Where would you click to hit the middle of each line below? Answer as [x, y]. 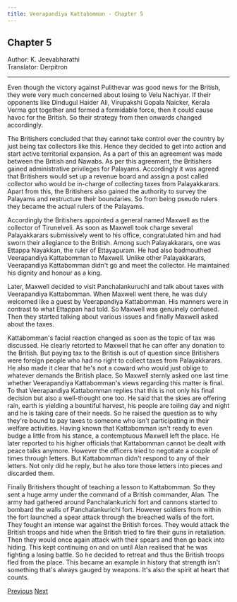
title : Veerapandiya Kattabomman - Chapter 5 [75, 14]
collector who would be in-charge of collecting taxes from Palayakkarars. [114, 184]
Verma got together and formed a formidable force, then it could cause [110, 110]
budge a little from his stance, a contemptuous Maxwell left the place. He [114, 436]
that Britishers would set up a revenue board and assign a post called [108, 176]
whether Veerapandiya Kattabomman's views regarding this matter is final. [116, 383]
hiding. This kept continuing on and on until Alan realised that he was [108, 547]
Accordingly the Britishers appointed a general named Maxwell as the [108, 220]
